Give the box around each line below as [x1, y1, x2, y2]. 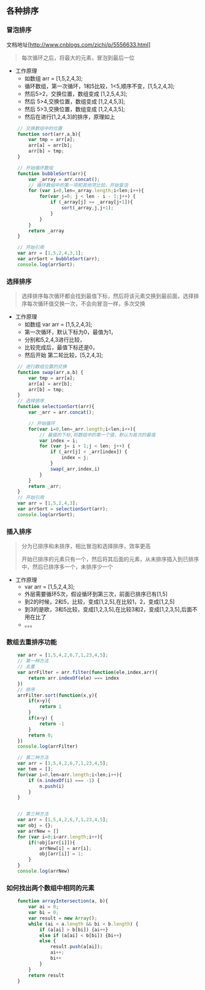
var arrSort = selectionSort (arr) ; [17, 506, 109, 512]
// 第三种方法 [17, 811, 49, 818]
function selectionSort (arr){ [17, 404, 95, 410]
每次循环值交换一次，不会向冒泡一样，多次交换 [26, 300, 145, 307]
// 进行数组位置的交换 [17, 364, 68, 370]
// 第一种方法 [17, 658, 49, 664]
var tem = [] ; [17, 766, 53, 772]
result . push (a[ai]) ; [50, 944, 103, 950]
